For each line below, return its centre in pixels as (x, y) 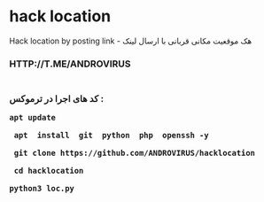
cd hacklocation (49, 171)
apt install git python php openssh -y (112, 136)
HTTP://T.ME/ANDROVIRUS (70, 64)
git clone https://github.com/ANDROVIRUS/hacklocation (134, 153)
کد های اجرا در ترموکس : (57, 98)
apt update (32, 118)
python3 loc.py (42, 189)
